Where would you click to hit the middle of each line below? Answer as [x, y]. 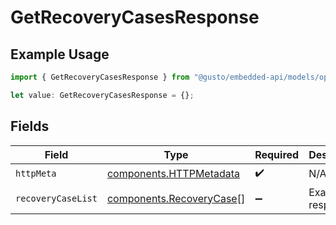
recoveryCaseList [56, 198]
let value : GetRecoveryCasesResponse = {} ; [102, 95]
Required [277, 154]
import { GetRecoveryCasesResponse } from [100, 77]
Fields [30, 126]
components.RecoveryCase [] [176, 198]
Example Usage [60, 54]
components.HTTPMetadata [173, 174]
